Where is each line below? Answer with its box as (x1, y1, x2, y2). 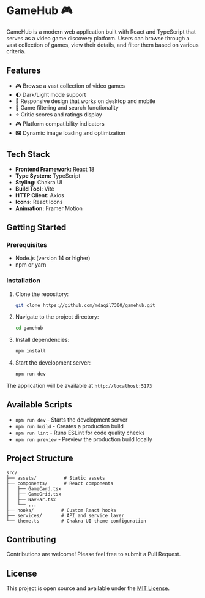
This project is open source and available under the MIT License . (6, 585, 170, 592)
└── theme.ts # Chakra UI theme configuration (6, 518, 147, 524)
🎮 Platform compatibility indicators (15, 119, 105, 127)
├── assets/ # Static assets (6, 475, 105, 481)
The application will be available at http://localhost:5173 (6, 382, 152, 390)
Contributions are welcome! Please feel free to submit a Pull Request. (6, 551, 181, 558)
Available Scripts (6, 399, 72, 410)
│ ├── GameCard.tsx (6, 485, 62, 492)
